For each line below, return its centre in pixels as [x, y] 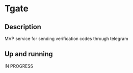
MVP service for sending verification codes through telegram [66, 38]
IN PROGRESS [19, 66]
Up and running [29, 54]
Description [23, 27]
